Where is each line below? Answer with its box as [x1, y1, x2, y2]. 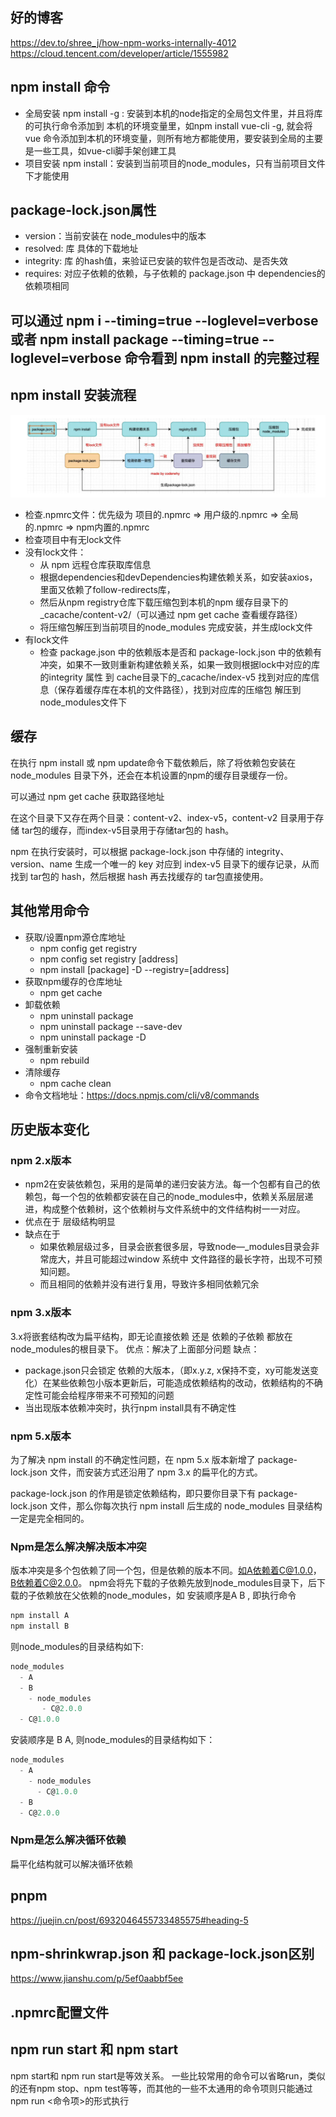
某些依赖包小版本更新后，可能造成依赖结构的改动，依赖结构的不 [51, 1376, 315, 1388]
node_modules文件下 [39, 696, 128, 708]
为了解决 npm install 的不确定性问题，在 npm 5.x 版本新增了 [10, 1453, 256, 1465]
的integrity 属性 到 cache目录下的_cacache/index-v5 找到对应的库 [39, 671, 312, 683]
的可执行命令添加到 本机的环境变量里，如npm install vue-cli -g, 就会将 [24, 119, 313, 132]
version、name [10, 858, 73, 870]
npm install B [10, 1621, 70, 1632]
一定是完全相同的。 [10, 1512, 90, 1524]
